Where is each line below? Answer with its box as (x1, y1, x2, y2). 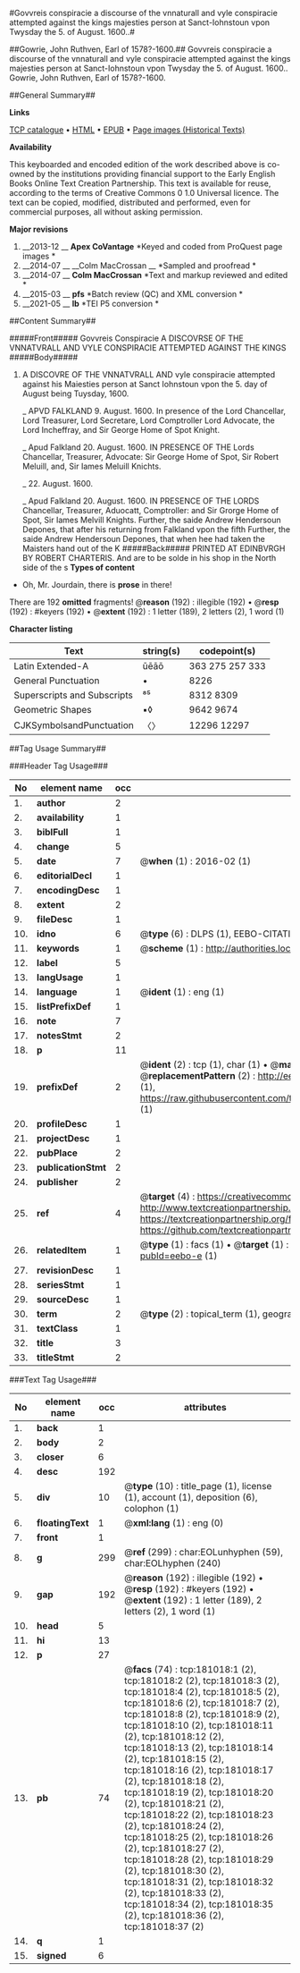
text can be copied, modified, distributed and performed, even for (9, 197, 252, 207)
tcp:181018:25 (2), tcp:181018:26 (124, 1831, 274, 1843)
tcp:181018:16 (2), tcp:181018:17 (124, 1764, 274, 1776)
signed (37, 1950, 67, 1961)
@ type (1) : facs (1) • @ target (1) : (139, 1239, 289, 1250)
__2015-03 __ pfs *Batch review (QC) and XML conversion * (21, 289, 244, 299)
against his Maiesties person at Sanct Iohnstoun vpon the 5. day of (21, 379, 268, 389)
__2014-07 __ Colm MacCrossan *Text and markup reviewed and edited (21, 270, 288, 280)
